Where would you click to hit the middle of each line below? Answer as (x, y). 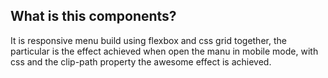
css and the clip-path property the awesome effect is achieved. (141, 61)
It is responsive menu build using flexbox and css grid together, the (148, 40)
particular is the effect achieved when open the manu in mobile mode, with (164, 51)
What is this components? (93, 16)
